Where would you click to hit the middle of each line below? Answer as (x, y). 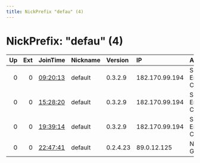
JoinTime (52, 60)
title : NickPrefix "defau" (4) (45, 12)
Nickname (86, 60)
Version (118, 60)
